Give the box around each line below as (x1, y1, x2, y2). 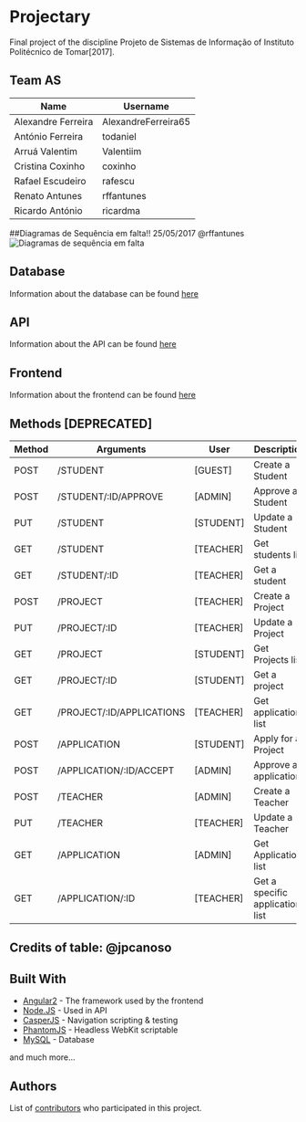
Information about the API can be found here (9, 339, 178, 350)
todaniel (101, 130, 137, 142)
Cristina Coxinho (14, 160, 86, 173)
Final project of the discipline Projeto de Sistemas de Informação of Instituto (9, 37, 294, 47)
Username (123, 100, 170, 112)
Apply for (253, 732, 293, 745)
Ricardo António (14, 204, 83, 216)
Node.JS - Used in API (22, 1005, 107, 1016)
